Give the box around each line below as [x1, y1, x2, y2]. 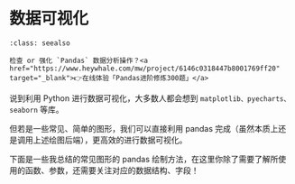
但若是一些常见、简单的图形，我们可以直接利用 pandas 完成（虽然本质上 [9, 123, 279, 133]
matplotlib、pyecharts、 [199, 94, 291, 104]
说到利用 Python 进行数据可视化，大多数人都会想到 [9, 92, 198, 104]
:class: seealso [9, 38, 70, 48]
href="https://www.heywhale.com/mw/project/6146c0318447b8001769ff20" [9, 64, 281, 73]
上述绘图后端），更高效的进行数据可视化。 [32, 134, 188, 145]
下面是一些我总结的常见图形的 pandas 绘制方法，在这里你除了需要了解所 [9, 153, 279, 164]
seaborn [9, 106, 39, 115]
